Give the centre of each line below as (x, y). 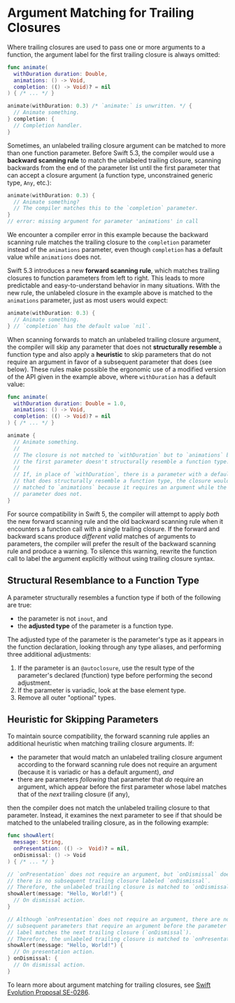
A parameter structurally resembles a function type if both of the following (114, 597)
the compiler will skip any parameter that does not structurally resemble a (115, 347)
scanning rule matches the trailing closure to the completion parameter (109, 242)
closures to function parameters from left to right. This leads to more (106, 278)
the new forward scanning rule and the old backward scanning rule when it (115, 521)
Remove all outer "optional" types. (67, 697)
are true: (20, 605)
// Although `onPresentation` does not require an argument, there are (114, 919)
